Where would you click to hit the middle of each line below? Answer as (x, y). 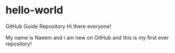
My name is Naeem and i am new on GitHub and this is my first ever (87, 37)
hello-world (35, 10)
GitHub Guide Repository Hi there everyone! (59, 26)
